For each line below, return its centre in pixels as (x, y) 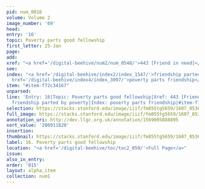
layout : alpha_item (31, 171)
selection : (20, 108)
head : (13, 29)
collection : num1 (28, 177)
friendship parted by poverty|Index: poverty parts (79, 102)
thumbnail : (20, 137)
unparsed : (19, 91)
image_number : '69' (31, 23)
